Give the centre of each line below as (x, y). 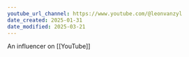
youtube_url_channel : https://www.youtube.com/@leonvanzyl (95, 14)
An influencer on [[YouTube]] (49, 47)
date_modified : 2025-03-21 (46, 26)
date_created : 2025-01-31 (45, 20)
